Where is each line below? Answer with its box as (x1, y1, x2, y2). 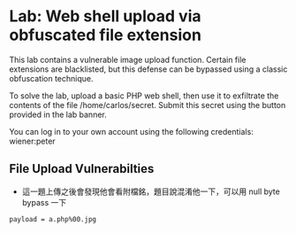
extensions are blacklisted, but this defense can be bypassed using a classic (9, 64, 288, 74)
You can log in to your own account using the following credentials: (9, 126, 254, 136)
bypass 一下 (21, 197, 67, 207)
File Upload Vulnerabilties (9, 161, 155, 176)
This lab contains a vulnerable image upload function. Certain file (9, 54, 247, 65)
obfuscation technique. (9, 73, 94, 83)
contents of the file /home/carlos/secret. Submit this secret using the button (9, 99, 286, 110)
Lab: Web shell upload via (9, 6, 201, 27)
